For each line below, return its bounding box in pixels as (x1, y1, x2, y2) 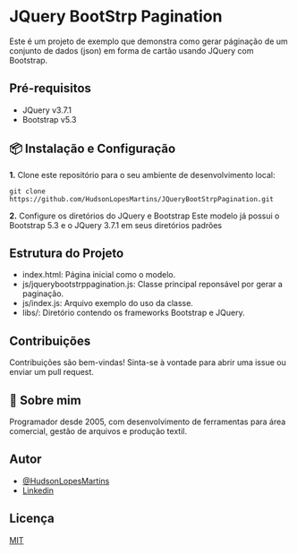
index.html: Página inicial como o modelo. (21, 269, 176, 280)
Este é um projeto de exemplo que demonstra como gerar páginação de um (9, 36, 288, 47)
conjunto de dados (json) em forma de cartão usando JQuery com (9, 45, 254, 55)
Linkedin (21, 485, 55, 496)
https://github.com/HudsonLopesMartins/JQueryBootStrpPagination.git (9, 194, 275, 203)
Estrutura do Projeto (9, 245, 124, 260)
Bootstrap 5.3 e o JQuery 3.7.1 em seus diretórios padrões (9, 219, 223, 230)
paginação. (21, 288, 64, 299)
